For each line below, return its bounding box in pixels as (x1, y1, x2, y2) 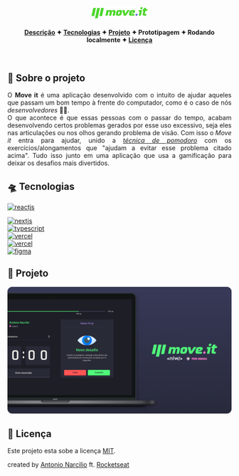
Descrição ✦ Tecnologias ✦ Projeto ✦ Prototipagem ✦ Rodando (24, 28, 215, 36)
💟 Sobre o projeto (7, 72, 85, 84)
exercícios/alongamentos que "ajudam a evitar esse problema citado (7, 144, 232, 152)
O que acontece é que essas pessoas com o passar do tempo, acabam (7, 114, 232, 122)
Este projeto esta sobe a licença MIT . (7, 447, 116, 455)
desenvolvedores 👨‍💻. (7, 106, 70, 115)
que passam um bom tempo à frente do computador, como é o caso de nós (7, 98, 232, 107)
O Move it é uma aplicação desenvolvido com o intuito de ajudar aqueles (7, 91, 232, 100)
